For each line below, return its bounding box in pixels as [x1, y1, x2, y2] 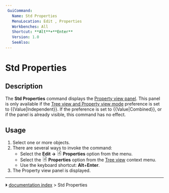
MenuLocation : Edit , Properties [12, 19, 82, 24]
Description [5, 82, 43, 90]
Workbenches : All [12, 24, 49, 29]
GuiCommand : [7, 8, 33, 13]
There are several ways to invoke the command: [12, 145, 112, 151]
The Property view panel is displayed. [12, 167, 91, 173]
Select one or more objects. [12, 139, 70, 145]
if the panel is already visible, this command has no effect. [5, 111, 126, 118]
